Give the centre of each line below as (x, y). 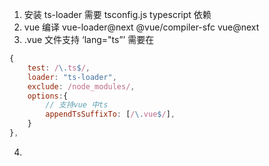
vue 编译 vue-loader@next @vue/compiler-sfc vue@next (141, 27)
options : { (48, 96)
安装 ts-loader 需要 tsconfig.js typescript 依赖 (117, 14)
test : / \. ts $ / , (59, 68)
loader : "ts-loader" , (72, 77)
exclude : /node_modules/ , (81, 86)
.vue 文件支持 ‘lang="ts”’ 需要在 (89, 39)
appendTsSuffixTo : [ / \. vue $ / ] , (110, 114)
